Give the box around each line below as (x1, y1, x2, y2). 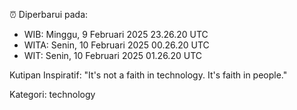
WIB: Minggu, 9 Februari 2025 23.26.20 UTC (23, 29, 209, 40)
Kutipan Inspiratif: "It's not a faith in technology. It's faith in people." (9, 69, 288, 81)
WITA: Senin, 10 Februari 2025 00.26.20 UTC (23, 39, 210, 51)
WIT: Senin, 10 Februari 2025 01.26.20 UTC (23, 50, 202, 61)
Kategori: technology (9, 89, 96, 100)
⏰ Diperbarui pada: (9, 9, 89, 20)
